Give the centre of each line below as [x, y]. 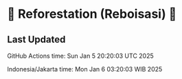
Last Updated [36, 39]
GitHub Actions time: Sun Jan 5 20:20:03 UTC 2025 [81, 56]
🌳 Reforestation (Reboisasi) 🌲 [92, 14]
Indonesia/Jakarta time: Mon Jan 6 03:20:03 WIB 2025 [85, 69]
